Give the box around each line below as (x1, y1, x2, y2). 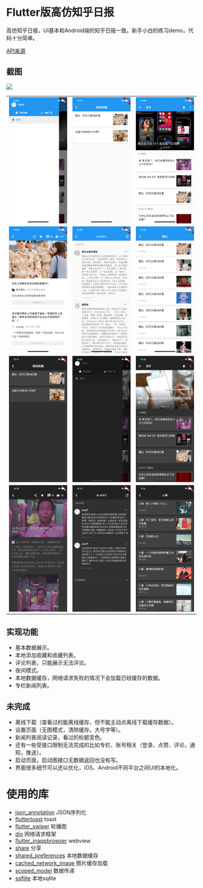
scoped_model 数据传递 (14, 867, 75, 874)
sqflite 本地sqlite (14, 874, 56, 882)
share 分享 (14, 844, 42, 852)
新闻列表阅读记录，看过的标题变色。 (14, 733, 106, 741)
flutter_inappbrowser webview (14, 837, 91, 844)
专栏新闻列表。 (14, 682, 53, 689)
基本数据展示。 (14, 644, 53, 652)
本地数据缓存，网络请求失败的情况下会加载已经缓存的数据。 (14, 674, 164, 682)
